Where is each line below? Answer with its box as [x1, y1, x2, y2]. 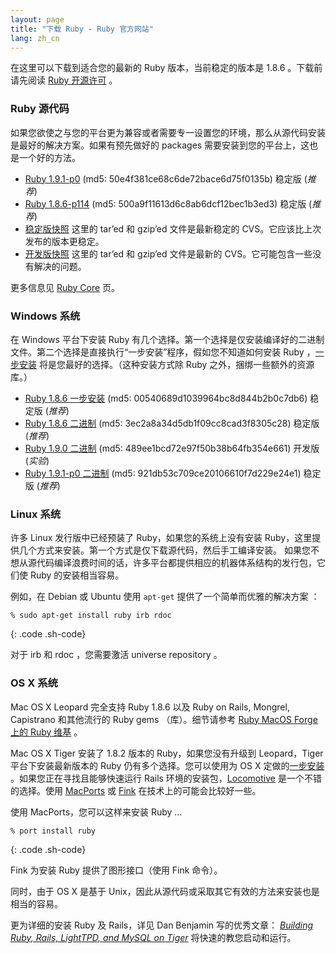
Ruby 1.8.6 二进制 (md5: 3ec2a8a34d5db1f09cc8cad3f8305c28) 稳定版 [24, 417, 320, 429]
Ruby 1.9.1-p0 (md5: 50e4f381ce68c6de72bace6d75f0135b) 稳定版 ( [24, 172, 308, 185]
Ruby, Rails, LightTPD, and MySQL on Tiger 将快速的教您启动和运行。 [10, 931, 297, 943]
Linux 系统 [10, 507, 62, 521]
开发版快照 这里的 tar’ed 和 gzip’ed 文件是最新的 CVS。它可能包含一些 [24, 247, 313, 260]
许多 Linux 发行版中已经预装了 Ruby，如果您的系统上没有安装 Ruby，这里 [10, 532, 313, 544]
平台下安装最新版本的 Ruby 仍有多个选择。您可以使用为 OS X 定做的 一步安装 [10, 759, 325, 771]
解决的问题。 [33, 260, 87, 272]
